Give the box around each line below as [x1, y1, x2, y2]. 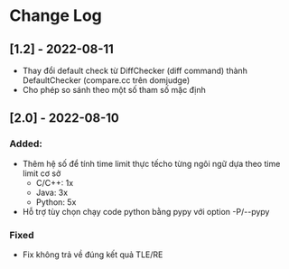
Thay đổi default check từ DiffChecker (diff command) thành [22, 65, 248, 76]
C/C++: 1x [35, 177, 74, 188]
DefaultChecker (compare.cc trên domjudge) [22, 75, 191, 86]
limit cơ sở [22, 168, 61, 179]
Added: [9, 137, 42, 150]
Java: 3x [35, 187, 69, 198]
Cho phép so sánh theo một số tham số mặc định [22, 85, 206, 95]
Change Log [9, 5, 102, 26]
